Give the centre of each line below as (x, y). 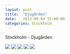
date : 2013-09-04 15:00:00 (35, 19)
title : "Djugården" (26, 14)
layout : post (18, 10)
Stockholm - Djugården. (29, 37)
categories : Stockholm (28, 23)
